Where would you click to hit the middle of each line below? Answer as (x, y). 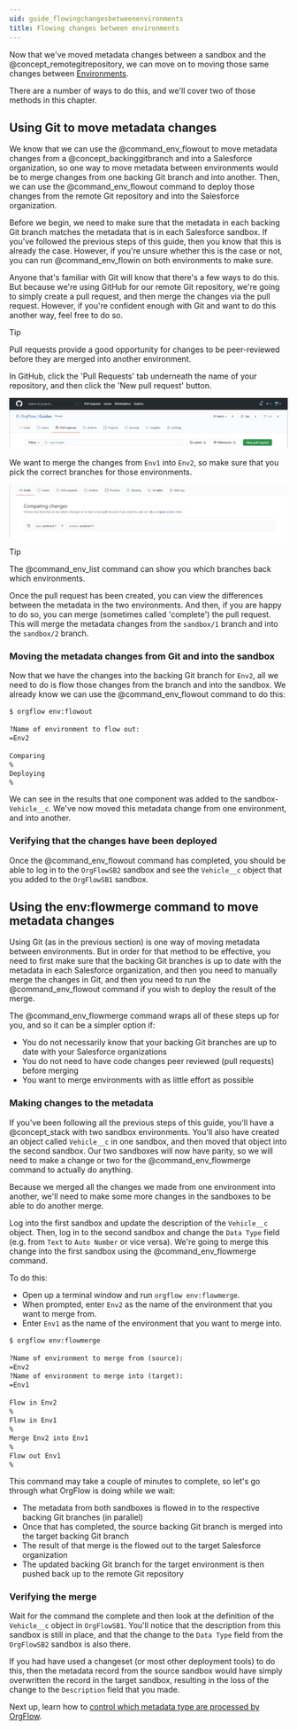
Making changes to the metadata (81, 1103)
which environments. (47, 578)
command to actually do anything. (71, 1170)
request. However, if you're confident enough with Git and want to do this (143, 306)
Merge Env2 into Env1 (49, 1438)
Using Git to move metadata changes (113, 127)
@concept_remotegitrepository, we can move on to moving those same (139, 64)
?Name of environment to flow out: (75, 730)
